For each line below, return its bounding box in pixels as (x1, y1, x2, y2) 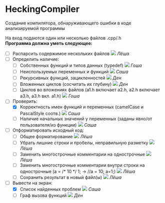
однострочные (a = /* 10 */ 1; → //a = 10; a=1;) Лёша (19, 168, 135, 174)
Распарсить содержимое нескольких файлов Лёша (12, 50, 129, 56)
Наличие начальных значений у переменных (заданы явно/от (19, 116, 152, 122)
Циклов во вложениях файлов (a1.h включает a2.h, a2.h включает (19, 87, 160, 93)
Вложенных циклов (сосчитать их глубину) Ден (19, 81, 128, 87)
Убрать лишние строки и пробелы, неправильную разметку (19, 140, 148, 146)
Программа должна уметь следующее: (5, 40, 92, 46)
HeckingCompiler (5, 3, 80, 15)
